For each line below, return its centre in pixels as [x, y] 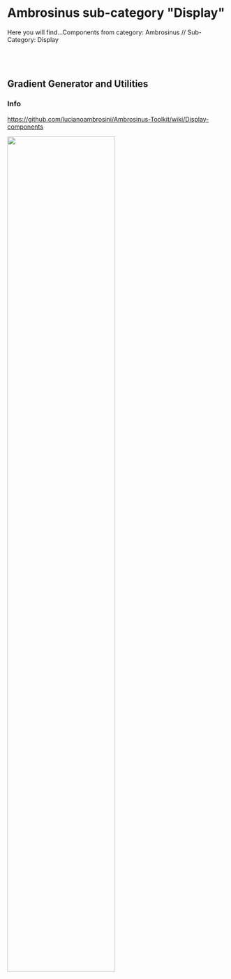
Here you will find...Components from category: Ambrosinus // [97, 32]
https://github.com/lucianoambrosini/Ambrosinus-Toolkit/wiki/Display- [108, 119]
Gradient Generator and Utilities [78, 84]
